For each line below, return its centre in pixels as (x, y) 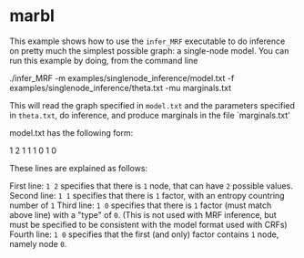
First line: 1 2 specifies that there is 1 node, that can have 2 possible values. (151, 186)
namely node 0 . (38, 243)
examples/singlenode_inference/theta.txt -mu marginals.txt (121, 88)
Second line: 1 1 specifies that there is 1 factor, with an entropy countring (147, 195)
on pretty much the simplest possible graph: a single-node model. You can (149, 50)
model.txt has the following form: (71, 132)
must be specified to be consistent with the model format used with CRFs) (149, 224)
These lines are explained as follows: (79, 168)
